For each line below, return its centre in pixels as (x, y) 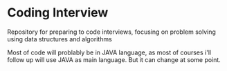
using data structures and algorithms (60, 39)
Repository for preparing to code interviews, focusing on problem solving (112, 32)
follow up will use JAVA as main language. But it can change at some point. (114, 59)
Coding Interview (58, 13)
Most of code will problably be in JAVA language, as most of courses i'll (109, 52)
